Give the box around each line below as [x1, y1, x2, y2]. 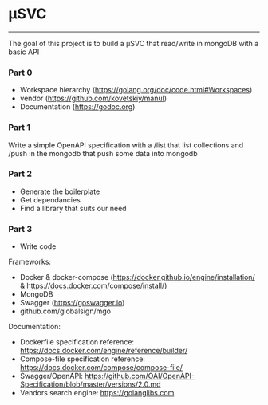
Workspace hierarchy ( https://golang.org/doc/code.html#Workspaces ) [19, 85, 253, 95]
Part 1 [8, 122, 30, 133]
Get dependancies [19, 195, 81, 204]
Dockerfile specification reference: [19, 337, 134, 347]
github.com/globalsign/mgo [19, 306, 112, 316]
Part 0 [8, 67, 33, 78]
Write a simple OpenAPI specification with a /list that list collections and [8, 140, 244, 150]
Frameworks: [8, 257, 52, 267]
